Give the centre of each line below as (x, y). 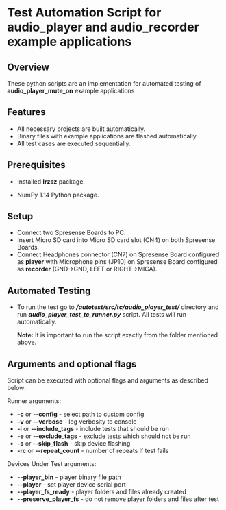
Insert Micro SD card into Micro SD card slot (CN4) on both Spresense (116, 240)
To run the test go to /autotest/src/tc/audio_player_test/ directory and (118, 307)
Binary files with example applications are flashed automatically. (108, 136)
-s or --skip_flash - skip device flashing (74, 444)
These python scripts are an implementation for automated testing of (104, 83)
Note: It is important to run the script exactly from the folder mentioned (117, 335)
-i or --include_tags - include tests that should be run (93, 429)
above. (27, 342)
